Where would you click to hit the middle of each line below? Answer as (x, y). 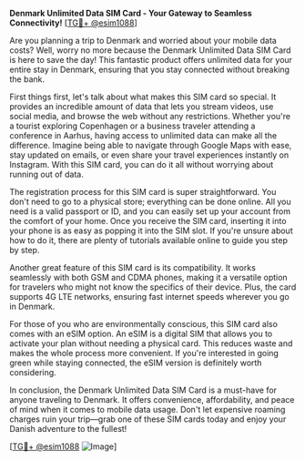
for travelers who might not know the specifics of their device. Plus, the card (153, 287)
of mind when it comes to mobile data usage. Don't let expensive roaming (147, 410)
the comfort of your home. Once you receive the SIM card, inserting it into (148, 221)
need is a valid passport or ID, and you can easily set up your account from (150, 211)
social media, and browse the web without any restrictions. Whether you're (150, 116)
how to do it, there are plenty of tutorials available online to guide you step (149, 240)
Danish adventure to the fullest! (68, 429)
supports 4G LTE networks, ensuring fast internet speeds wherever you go (149, 297)
